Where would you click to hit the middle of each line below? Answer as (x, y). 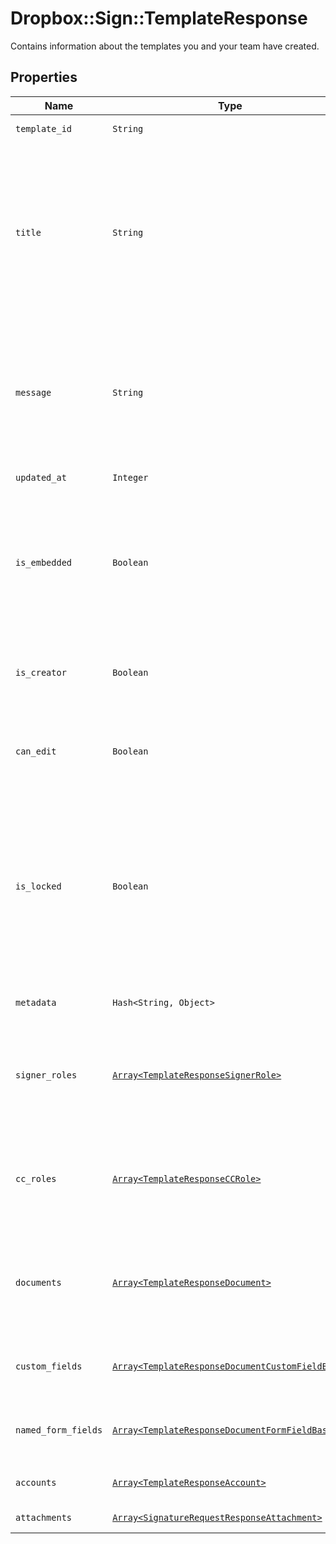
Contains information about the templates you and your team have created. (165, 46)
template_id (44, 128)
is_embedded (44, 562)
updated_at (41, 477)
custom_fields (49, 1366)
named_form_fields (59, 1430)
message (33, 392)
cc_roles (36, 1178)
